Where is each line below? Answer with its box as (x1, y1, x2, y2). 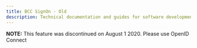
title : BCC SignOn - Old (6, 8, 67, 15)
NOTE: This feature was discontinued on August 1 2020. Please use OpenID (6, 30, 189, 37)
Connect (6, 36, 27, 43)
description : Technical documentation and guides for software (6, 14, 164, 20)
